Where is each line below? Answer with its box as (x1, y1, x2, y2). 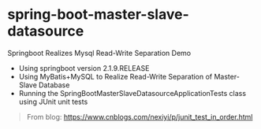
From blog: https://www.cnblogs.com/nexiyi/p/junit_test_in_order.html (26, 112, 253, 121)
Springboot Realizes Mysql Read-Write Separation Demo (7, 48, 191, 57)
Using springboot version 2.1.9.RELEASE (18, 63, 150, 72)
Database (38, 80, 70, 90)
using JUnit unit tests (18, 97, 88, 106)
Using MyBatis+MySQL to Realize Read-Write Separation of (18, 72, 213, 81)
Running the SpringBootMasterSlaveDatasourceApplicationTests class (18, 88, 246, 98)
